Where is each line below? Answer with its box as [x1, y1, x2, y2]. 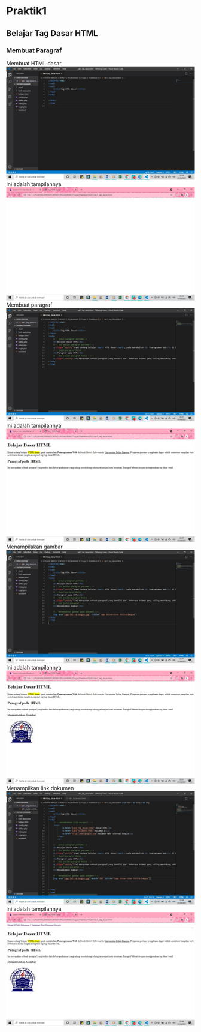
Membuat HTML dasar [6, 59, 62, 67]
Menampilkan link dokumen [6, 785, 74, 792]
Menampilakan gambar [6, 543, 63, 550]
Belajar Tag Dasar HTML [6, 28, 98, 38]
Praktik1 [6, 4, 47, 18]
